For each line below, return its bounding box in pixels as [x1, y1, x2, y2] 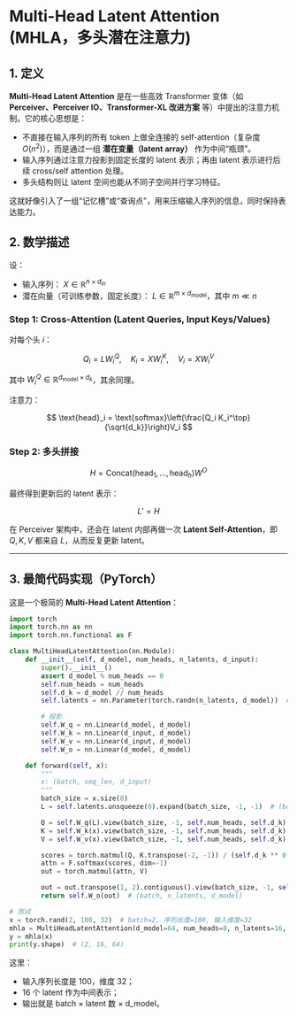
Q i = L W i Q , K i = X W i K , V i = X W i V [82, 352, 215, 366]
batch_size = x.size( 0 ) [41, 794, 128, 803]
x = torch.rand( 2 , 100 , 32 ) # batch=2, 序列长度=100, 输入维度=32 [9, 915, 252, 924]
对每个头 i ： [9, 335, 53, 345]
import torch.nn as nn [9, 622, 93, 632]
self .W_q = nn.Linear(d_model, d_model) [41, 720, 192, 729]
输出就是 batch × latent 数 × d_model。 [21, 998, 165, 1009]
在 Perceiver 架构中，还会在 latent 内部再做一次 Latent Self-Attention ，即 [9, 524, 278, 535]
